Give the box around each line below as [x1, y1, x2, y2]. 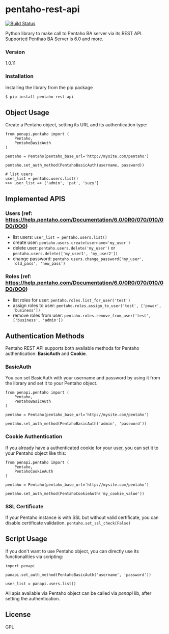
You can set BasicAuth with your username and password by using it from [5, 375, 160, 381]
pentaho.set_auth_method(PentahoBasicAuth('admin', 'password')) [5, 421, 147, 426]
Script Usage [5, 535, 47, 543]
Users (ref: [5, 210, 33, 217]
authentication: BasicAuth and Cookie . [5, 350, 88, 357]
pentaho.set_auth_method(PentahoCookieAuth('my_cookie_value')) [5, 491, 145, 496]
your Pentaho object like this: [5, 450, 66, 456]
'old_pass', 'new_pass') [12, 261, 66, 266]
